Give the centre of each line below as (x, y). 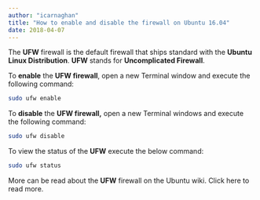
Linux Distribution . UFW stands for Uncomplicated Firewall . (107, 60)
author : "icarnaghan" (44, 15)
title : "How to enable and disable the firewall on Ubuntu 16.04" (119, 23)
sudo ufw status (35, 165)
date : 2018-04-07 (37, 30)
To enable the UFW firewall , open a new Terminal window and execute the (129, 76)
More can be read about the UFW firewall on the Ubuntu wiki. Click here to (129, 180)
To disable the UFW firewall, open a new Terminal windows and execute (126, 114)
